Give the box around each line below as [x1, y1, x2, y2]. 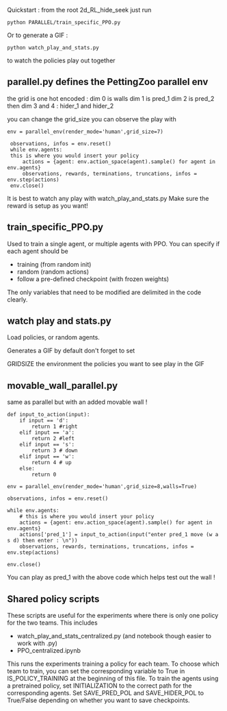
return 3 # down [31, 447, 78, 455]
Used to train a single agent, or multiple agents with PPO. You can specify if [7, 239, 220, 248]
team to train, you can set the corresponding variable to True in [7, 667, 185, 675]
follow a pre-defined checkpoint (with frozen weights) [16, 274, 170, 283]
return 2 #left [31, 435, 75, 442]
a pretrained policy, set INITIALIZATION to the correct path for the [7, 682, 192, 690]
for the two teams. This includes [7, 618, 98, 627]
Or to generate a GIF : [7, 31, 68, 39]
